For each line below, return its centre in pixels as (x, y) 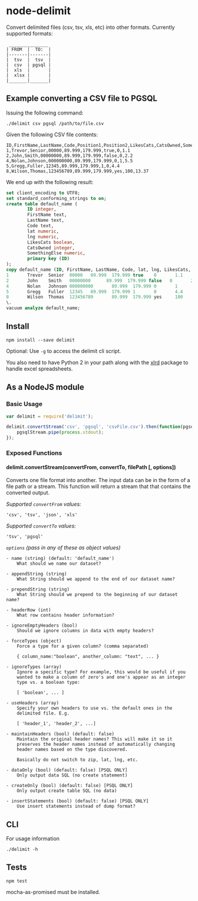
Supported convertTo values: (41, 526)
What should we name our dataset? (59, 564)
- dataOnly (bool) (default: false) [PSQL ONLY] (67, 770)
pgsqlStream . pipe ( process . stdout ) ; (60, 433)
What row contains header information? (66, 615)
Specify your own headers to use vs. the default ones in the (95, 708)
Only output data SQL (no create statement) (72, 775)
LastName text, (46, 220)
